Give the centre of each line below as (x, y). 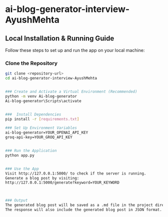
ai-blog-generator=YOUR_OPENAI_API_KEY (47, 133)
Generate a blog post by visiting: (42, 178)
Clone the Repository (31, 63)
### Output (16, 200)
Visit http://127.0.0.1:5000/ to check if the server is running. (76, 173)
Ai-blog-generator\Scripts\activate (43, 101)
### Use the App (22, 168)
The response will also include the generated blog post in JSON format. (84, 210)
